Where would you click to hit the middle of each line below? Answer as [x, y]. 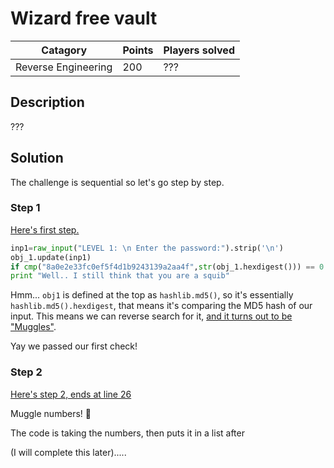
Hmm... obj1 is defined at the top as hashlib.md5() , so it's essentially [152, 295]
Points [138, 50]
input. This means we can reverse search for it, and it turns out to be [151, 316]
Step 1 [25, 208]
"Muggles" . [33, 327]
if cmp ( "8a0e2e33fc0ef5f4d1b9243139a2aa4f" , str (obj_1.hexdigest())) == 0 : [169, 267]
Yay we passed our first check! [74, 346]
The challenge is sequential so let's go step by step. [117, 182]
